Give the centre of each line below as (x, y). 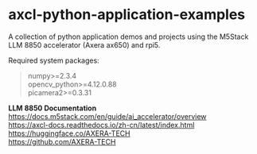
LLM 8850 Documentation (53, 108)
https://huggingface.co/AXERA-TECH (69, 133)
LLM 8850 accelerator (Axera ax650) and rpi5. (84, 44)
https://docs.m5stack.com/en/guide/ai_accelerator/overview (107, 116)
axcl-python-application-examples (127, 15)
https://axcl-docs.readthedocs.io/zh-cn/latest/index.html (101, 125)
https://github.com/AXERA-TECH (62, 141)
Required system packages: (54, 60)
